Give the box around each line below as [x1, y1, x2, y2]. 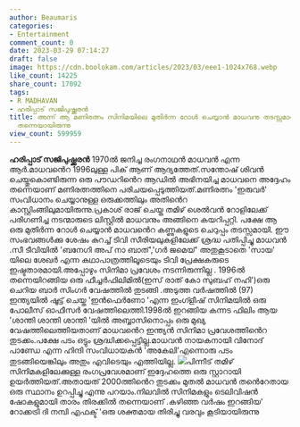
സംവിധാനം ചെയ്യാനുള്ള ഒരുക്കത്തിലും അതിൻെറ [9, 194, 187, 205]
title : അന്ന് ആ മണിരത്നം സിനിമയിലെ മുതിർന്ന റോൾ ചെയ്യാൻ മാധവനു [9, 113, 260, 121]
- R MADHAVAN [9, 96, 58, 105]
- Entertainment [9, 29, 70, 38]
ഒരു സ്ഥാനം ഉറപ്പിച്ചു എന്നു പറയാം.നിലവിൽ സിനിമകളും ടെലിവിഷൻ [9, 386, 259, 397]
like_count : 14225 [9, 71, 78, 80]
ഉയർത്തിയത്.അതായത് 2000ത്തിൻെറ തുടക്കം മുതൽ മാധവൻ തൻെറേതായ [9, 376, 288, 387]
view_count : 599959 [9, 130, 82, 138]
